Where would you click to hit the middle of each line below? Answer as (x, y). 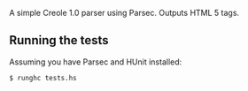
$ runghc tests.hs (43, 78)
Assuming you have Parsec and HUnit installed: (96, 62)
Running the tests (59, 40)
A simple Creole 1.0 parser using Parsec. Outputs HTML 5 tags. (124, 13)
